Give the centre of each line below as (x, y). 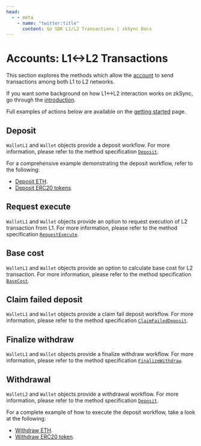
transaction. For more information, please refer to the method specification (99, 274)
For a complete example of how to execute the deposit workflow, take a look (101, 412)
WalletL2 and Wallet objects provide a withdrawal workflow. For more (92, 394)
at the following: (26, 419)
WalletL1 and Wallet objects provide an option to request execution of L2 (97, 221)
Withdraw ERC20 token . (45, 437)
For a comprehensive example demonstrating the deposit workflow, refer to (100, 163)
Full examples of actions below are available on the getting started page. (96, 112)
